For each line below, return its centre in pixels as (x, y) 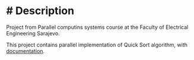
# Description (40, 11)
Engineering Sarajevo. (33, 33)
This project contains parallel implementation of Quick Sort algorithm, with (97, 45)
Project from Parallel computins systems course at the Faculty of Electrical (97, 27)
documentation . (26, 51)
